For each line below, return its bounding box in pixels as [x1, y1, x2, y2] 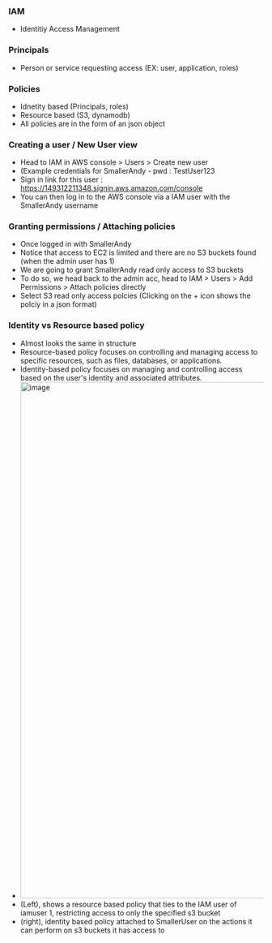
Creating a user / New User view [8, 139, 138, 150]
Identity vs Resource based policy [8, 320, 145, 331]
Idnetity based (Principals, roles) [19, 101, 130, 111]
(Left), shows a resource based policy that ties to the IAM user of [19, 899, 237, 909]
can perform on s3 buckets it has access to [19, 925, 165, 935]
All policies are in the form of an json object [19, 118, 166, 128]
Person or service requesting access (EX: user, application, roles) [19, 62, 239, 72]
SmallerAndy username [19, 200, 99, 210]
